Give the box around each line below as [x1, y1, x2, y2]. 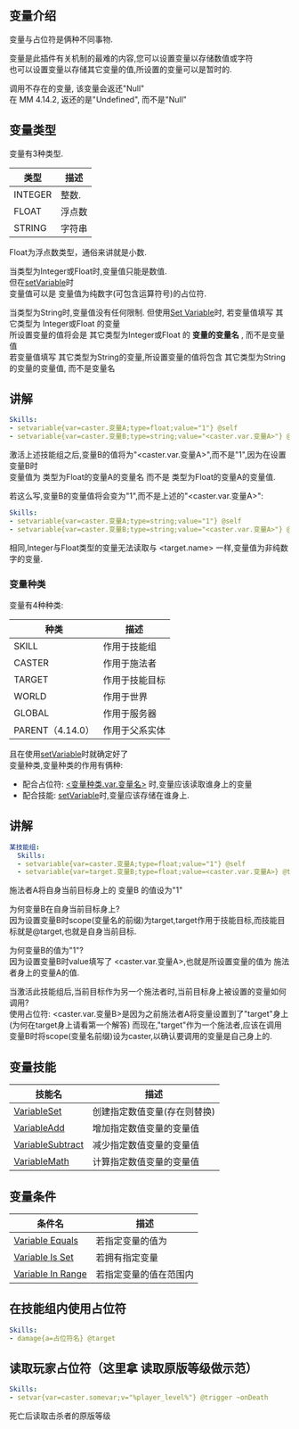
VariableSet [13, 1105, 62, 1118]
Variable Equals [13, 1234, 78, 1246]
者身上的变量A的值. [9, 967, 80, 979]
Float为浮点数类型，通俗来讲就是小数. [9, 246, 147, 257]
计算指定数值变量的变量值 [92, 1156, 200, 1169]
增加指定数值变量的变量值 [92, 1122, 200, 1135]
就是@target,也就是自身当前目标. [16, 926, 137, 937]
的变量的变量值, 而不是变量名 [9, 362, 116, 373]
